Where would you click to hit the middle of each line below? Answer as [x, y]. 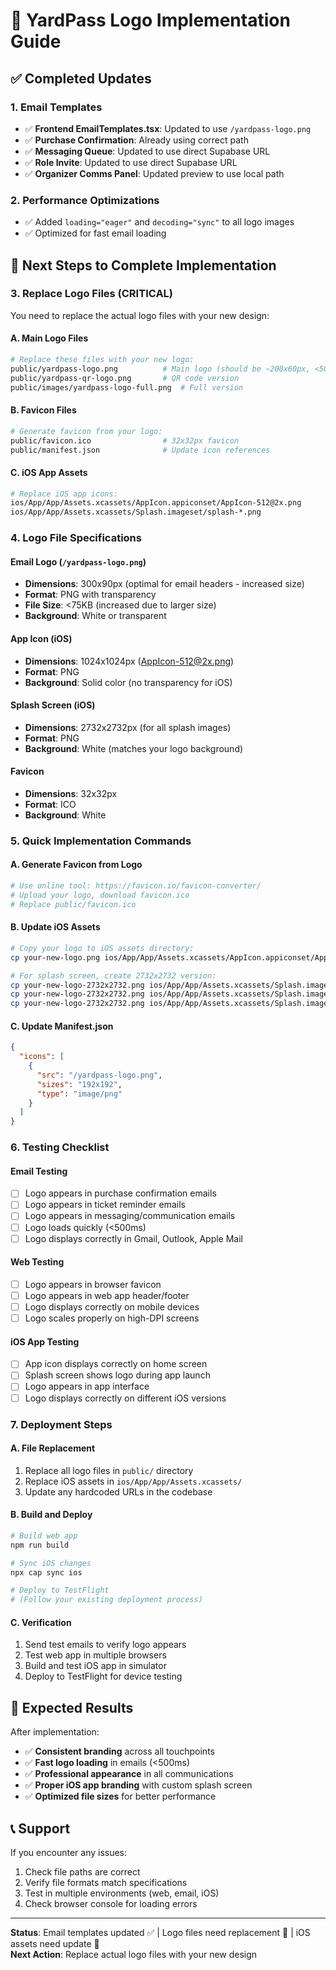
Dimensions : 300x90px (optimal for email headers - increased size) [164, 584]
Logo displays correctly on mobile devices [112, 1307]
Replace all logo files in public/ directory [109, 1470]
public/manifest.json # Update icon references [140, 450]
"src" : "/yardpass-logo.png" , [99, 1075]
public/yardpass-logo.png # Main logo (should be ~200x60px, [160, 369]
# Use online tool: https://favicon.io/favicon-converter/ [136, 886]
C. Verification [41, 1622]
